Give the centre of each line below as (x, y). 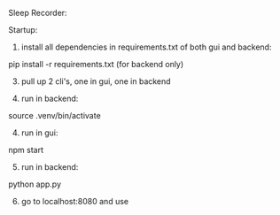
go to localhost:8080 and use (75, 201)
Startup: (23, 30)
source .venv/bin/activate (54, 115)
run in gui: (39, 133)
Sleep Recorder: (38, 13)
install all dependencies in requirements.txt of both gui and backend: (146, 47)
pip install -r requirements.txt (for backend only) (96, 64)
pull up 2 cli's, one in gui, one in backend (96, 81)
